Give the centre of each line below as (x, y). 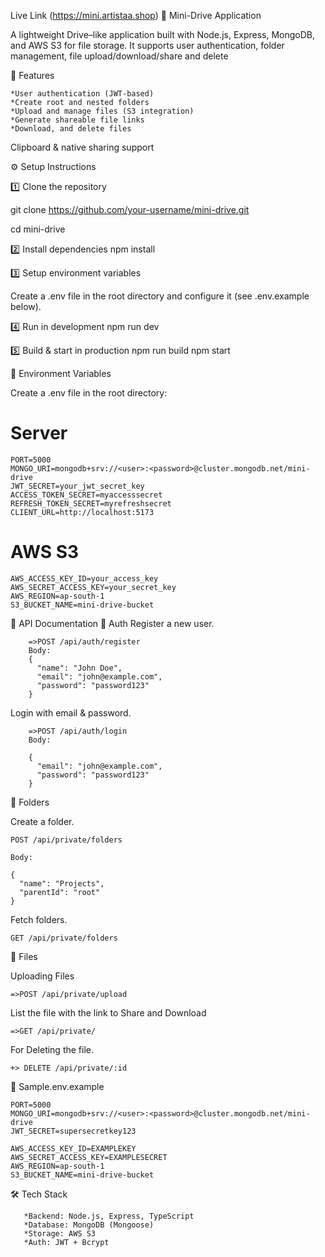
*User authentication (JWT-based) (82, 94)
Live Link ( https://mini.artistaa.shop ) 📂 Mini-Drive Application (136, 15)
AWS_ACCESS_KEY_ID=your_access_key (84, 578)
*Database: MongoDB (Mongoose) (89, 1225)
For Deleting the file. (52, 1049)
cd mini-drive (38, 229)
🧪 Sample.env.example (57, 1086)
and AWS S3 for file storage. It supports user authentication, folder (147, 45)
